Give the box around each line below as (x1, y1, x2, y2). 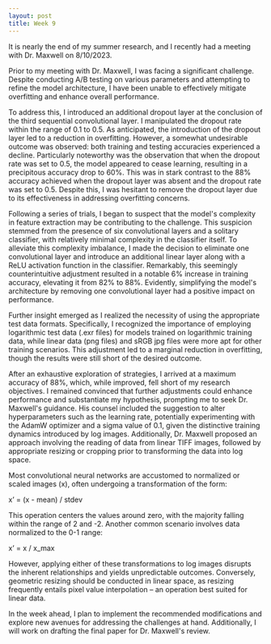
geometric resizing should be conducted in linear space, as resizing (8, 575, 235, 586)
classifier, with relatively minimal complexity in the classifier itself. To (8, 234, 237, 244)
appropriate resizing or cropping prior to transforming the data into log (8, 446, 243, 456)
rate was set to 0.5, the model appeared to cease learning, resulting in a (8, 158, 248, 168)
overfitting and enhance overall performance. (8, 91, 160, 101)
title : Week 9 (8, 19, 57, 27)
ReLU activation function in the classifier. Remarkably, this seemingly (8, 260, 239, 270)
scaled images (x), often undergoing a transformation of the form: (8, 478, 228, 489)
